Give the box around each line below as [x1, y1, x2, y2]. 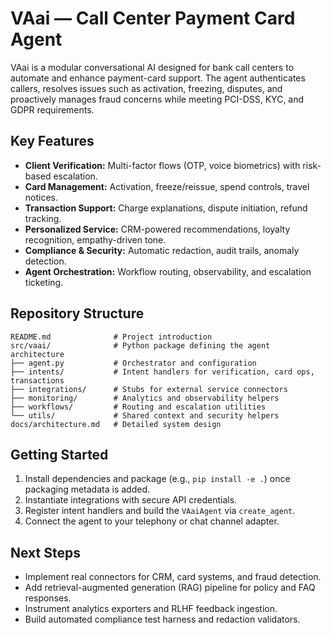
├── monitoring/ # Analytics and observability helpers [10, 393, 280, 403]
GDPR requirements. [10, 103, 95, 116]
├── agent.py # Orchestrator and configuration [10, 358, 257, 368]
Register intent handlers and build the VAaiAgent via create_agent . [24, 505, 296, 517]
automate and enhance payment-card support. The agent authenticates [10, 72, 306, 84]
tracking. [24, 212, 62, 224]
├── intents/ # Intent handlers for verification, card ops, [10, 367, 315, 377]
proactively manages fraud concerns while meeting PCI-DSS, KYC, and [10, 93, 305, 105]
